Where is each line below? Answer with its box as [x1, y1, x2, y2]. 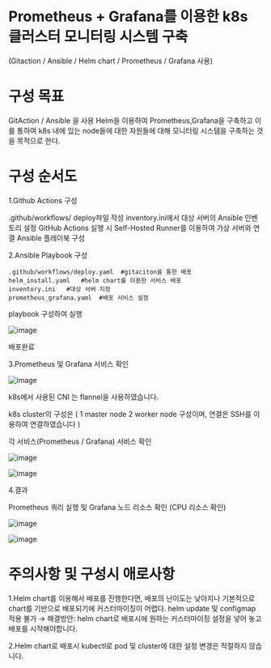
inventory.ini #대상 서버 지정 [8, 285, 111, 293]
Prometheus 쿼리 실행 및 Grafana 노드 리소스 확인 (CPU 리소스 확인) [8, 502, 227, 512]
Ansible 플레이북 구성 [16, 232, 85, 243]
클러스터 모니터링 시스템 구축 [8, 28, 188, 46]
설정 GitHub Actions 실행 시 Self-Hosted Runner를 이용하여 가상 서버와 [23, 223, 252, 232]
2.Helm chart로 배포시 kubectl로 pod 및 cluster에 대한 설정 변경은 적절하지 [8, 640, 248, 650]
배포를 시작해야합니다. [8, 623, 78, 633]
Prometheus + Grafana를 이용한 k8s [8, 7, 248, 26]
